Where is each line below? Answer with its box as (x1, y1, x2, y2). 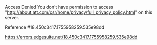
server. (5, 15, 20, 20)
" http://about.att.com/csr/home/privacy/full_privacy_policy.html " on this (5, 9, 152, 15)
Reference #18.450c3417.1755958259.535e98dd (5, 24, 105, 30)
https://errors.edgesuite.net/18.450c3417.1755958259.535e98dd (5, 34, 138, 40)
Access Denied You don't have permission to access (5, 4, 113, 10)
